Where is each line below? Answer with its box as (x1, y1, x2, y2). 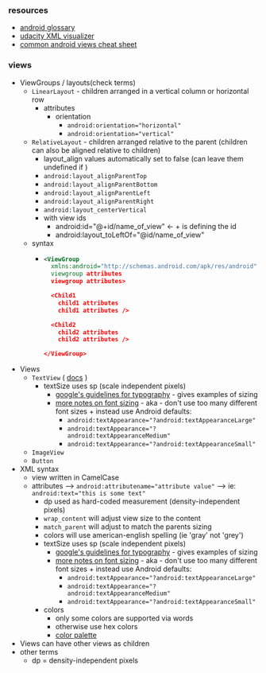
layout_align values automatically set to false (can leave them (43, 154, 244, 163)
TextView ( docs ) (31, 373, 88, 383)
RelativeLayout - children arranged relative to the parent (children (31, 137, 248, 146)
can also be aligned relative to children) (31, 145, 161, 155)
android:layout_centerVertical (43, 206, 147, 214)
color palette (55, 630, 97, 640)
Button (31, 457, 54, 465)
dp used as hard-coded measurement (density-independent (43, 496, 241, 506)
